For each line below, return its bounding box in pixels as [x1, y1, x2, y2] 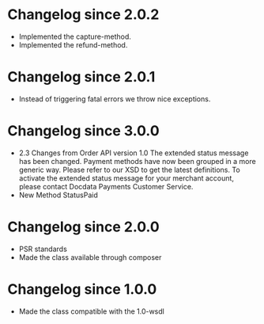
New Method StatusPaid [18, 190, 98, 200]
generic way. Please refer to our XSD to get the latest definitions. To [18, 165, 240, 174]
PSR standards [18, 244, 68, 253]
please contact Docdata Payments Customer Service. [18, 181, 194, 191]
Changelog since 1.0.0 [7, 280, 157, 298]
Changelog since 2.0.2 [7, 6, 160, 24]
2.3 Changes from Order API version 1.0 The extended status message [18, 148, 249, 158]
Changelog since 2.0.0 [7, 218, 160, 235]
